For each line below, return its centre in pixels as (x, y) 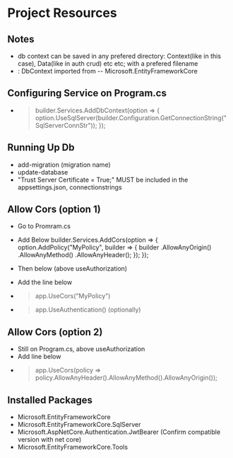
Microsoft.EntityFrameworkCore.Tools (73, 447)
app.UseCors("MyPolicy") (73, 296)
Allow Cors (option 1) (54, 210)
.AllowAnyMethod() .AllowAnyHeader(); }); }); (83, 255)
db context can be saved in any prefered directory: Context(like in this (119, 56)
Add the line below (45, 282)
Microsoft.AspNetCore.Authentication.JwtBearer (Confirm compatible (119, 432)
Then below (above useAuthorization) (72, 269)
